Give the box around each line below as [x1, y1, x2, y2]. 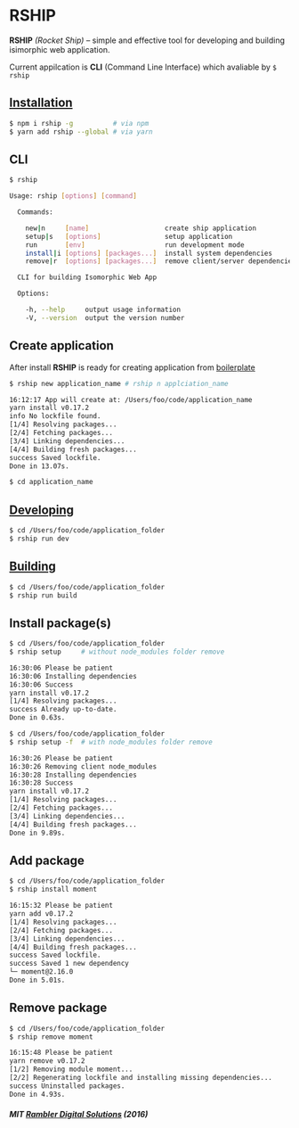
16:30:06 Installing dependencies [9, 671, 138, 680]
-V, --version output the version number [25, 313, 185, 322]
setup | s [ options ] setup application [25, 232, 233, 241]
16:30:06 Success [9, 679, 74, 689]
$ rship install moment [9, 885, 98, 894]
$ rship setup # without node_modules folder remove [9, 647, 225, 656]
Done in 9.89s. [9, 828, 66, 837]
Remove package [9, 1000, 108, 1016]
